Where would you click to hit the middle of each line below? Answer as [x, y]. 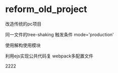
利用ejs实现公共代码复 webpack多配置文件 [49, 56]
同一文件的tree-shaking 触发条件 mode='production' [60, 34]
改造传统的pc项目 [23, 24]
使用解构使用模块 [23, 45]
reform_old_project [46, 9]
